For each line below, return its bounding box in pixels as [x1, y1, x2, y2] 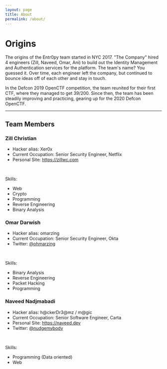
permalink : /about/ [5, 16, 46, 21]
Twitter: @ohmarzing [12, 241, 56, 247]
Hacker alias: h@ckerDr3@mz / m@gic [12, 309, 92, 315]
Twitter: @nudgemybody [12, 325, 64, 331]
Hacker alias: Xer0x [12, 146, 53, 152]
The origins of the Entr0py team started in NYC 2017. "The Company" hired [5, 54, 159, 60]
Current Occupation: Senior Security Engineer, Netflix [12, 151, 122, 157]
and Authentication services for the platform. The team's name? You [5, 65, 145, 71]
